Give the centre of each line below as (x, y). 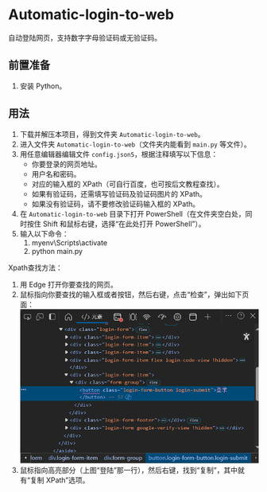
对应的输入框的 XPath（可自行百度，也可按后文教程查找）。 (128, 184)
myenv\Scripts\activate (70, 242)
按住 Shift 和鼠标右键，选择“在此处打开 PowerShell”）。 (116, 224)
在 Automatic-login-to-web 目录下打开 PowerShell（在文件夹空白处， (132, 213)
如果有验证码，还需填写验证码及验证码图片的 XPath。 (119, 193)
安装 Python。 (43, 86)
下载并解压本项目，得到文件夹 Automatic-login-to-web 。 (112, 134)
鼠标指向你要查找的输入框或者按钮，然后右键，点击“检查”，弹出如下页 (134, 294)
